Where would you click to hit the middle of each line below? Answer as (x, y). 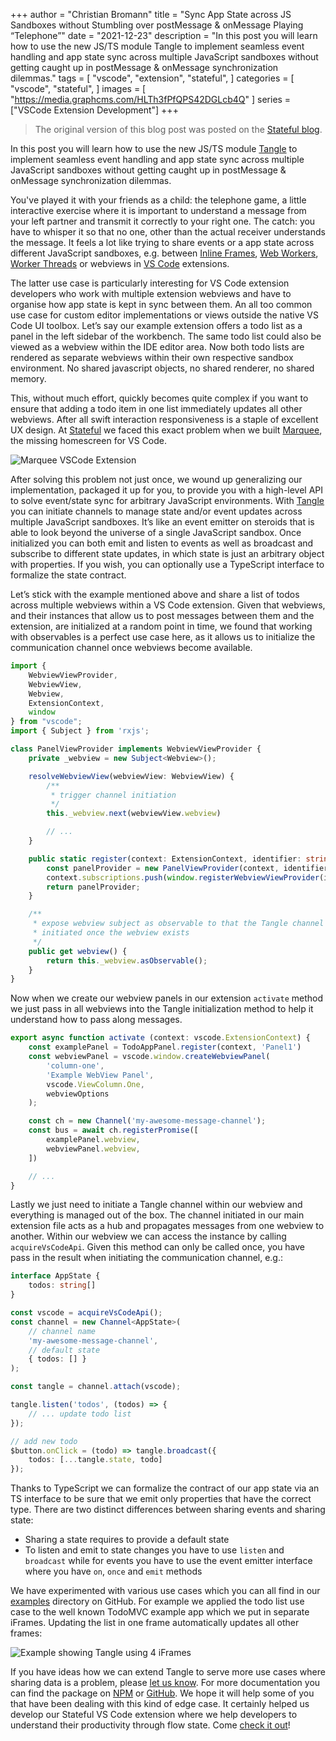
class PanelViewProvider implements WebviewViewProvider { (136, 749)
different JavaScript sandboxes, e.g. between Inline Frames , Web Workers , (164, 253)
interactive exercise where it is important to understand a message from (158, 210)
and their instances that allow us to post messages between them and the (162, 615)
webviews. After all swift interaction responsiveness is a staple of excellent (164, 419)
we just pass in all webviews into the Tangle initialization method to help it (162, 1009)
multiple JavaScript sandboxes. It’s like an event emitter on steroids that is (162, 522)
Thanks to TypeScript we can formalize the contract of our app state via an (165, 1488)
